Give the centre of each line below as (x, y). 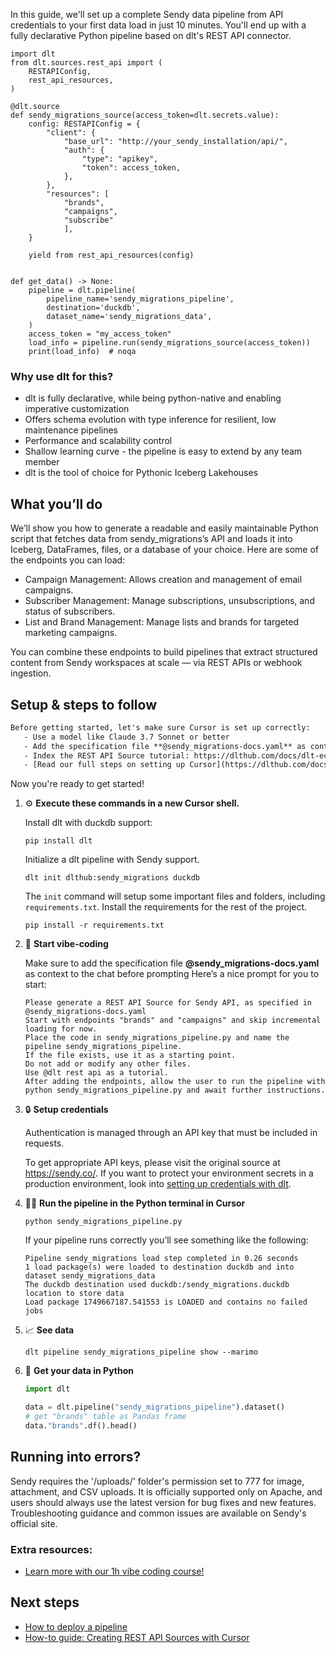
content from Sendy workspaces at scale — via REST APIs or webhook (156, 663)
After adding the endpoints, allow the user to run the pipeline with (175, 1082)
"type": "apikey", (120, 159)
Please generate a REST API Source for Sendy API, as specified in (168, 1003)
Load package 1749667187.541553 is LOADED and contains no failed (166, 1302)
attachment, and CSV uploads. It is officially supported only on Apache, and (166, 1491)
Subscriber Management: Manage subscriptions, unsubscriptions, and (169, 601)
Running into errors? (76, 1457)
